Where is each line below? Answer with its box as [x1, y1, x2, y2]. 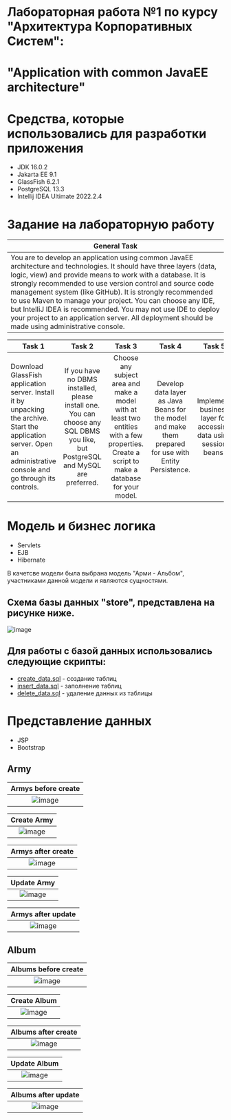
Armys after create [10, 846, 74, 856]
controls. [10, 483, 39, 492]
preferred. [66, 478, 99, 487]
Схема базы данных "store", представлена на [7, 596, 215, 608]
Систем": [7, 34, 64, 49]
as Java [157, 397, 184, 406]
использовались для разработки [7, 125, 207, 141]
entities [113, 422, 138, 432]
